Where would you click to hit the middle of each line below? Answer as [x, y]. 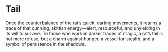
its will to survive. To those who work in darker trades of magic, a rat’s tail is [84, 33]
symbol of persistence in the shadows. [46, 44]
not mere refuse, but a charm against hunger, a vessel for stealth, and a [80, 39]
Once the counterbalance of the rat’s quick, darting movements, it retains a [83, 23]
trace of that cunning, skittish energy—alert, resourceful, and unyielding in [83, 28]
